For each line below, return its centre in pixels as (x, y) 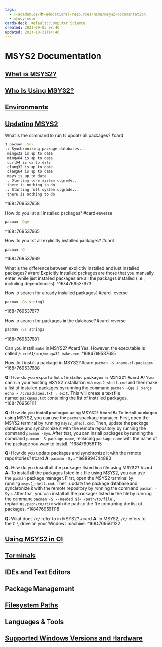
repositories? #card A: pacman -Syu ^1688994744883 (58, 458)
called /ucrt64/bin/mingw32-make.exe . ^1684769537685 (61, 354)
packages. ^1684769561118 (32, 509)
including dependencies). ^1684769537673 (48, 284)
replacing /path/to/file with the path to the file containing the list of (74, 504)
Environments (27, 107)
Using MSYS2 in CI (34, 539)
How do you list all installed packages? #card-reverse (59, 213)
